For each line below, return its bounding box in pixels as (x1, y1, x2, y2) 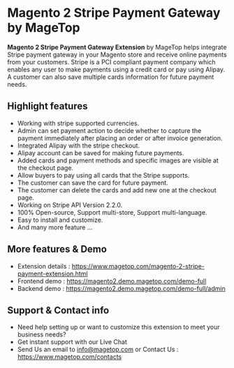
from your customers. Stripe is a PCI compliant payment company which (7, 57, 216, 66)
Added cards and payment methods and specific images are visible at (17, 156, 219, 164)
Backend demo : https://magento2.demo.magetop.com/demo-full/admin (17, 284, 226, 292)
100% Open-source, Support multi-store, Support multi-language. (17, 208, 207, 216)
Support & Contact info (7, 304, 110, 316)
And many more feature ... (17, 222, 93, 232)
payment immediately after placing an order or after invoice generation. (17, 134, 223, 142)
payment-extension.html (17, 269, 89, 278)
